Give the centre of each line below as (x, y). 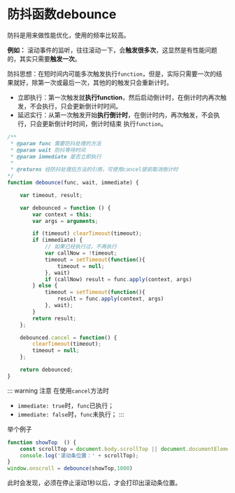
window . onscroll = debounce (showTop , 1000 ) (70, 468)
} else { (45, 286)
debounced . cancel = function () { (69, 337)
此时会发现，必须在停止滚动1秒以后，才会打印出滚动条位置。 (94, 483)
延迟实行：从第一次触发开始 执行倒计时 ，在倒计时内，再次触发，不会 (115, 115)
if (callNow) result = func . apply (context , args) (118, 279)
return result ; (55, 318)
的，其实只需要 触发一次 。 (44, 59)
